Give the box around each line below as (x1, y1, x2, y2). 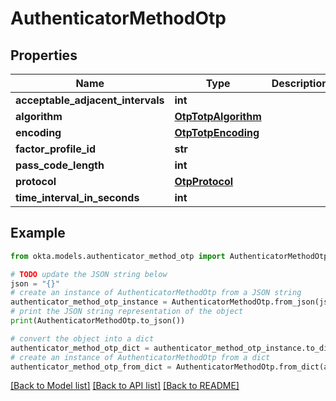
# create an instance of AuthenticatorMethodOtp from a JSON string (10, 288, 302, 298)
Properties (10, 47, 78, 64)
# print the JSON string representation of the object (10, 307, 244, 317)
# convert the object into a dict (10, 333, 155, 344)
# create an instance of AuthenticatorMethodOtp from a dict (10, 352, 271, 362)
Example (10, 225, 66, 242)
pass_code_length (15, 158, 105, 172)
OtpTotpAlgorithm (174, 110, 262, 123)
